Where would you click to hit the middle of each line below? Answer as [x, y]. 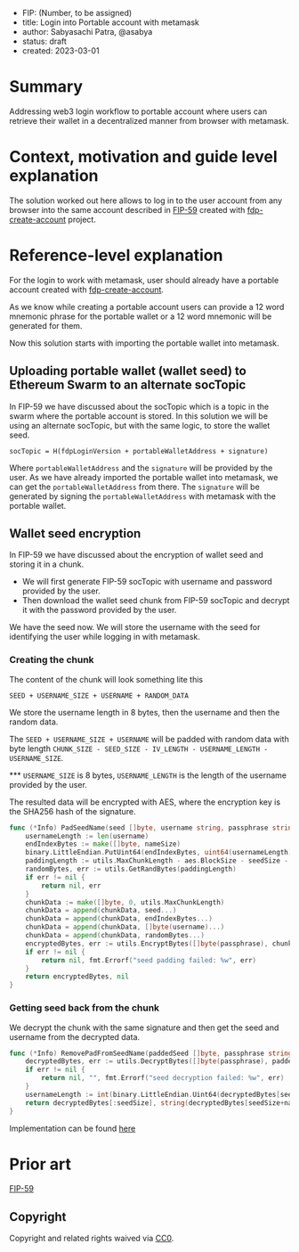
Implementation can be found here [73, 1128]
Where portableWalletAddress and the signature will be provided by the [141, 468]
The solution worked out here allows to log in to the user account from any [146, 200]
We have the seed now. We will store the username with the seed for [135, 627]
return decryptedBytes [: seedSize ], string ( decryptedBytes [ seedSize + [155, 1103]
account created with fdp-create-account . [87, 290]
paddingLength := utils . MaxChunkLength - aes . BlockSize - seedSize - [157, 861]
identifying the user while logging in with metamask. [105, 637]
